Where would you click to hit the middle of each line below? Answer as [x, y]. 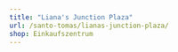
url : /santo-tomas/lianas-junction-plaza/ [89, 26]
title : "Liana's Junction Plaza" [71, 17]
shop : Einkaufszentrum [51, 33]
